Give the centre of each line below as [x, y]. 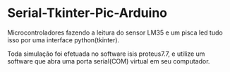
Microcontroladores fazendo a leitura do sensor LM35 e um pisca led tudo [115, 32]
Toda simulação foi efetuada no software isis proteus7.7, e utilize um [106, 54]
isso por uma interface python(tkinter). [63, 40]
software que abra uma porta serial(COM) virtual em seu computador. [109, 61]
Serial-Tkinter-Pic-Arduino [87, 13]
